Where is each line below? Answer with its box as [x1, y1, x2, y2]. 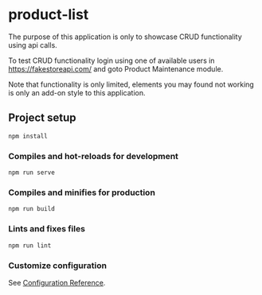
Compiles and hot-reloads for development [8, 150, 179, 161]
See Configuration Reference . [8, 278, 106, 287]
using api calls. [8, 40, 57, 49]
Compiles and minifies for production [8, 187, 155, 198]
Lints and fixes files [8, 223, 86, 235]
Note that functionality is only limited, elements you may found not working [8, 80, 255, 89]
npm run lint [8, 241, 52, 250]
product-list [8, 6, 89, 24]
